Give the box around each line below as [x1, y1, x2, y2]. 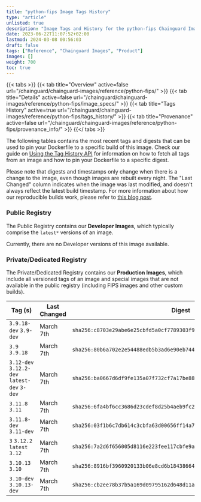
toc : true [6, 64, 31, 71]
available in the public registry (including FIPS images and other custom [6, 282, 183, 289]
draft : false [6, 43, 39, 49]
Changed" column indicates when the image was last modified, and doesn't [6, 181, 193, 188]
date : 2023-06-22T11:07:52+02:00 [6, 31, 90, 37]
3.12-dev [9, 358, 34, 366]
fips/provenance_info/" [6, 125, 63, 133]
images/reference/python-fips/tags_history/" [6, 113, 117, 120]
